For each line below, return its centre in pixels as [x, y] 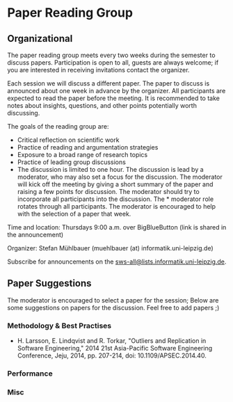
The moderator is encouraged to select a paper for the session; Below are [113, 300]
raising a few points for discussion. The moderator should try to [108, 192]
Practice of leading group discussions [72, 162]
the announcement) [35, 235]
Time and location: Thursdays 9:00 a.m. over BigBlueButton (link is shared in [117, 227]
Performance [30, 373]
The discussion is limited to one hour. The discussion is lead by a [110, 169]
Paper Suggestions [49, 283]
